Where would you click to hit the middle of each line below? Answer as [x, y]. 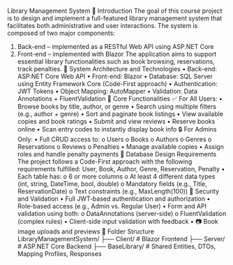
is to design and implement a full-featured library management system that [115, 18]
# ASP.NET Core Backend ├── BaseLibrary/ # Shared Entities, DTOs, [116, 246]
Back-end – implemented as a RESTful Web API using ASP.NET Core [115, 46]
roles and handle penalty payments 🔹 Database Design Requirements [117, 154]
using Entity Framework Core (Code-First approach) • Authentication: [117, 84]
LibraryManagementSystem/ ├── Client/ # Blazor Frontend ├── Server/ [121, 239]
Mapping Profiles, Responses [60, 254]
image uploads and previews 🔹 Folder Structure [86, 231]
